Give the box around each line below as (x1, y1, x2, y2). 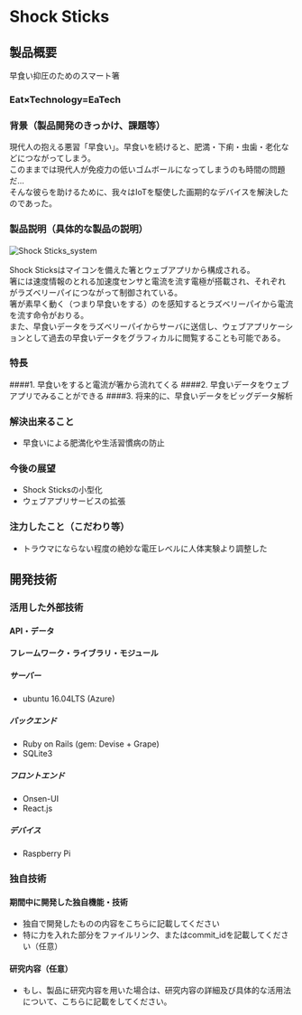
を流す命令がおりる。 (9, 309, 88, 320)
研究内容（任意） (9, 963, 73, 973)
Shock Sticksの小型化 (22, 484, 104, 495)
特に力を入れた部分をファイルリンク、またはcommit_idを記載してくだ (22, 929, 281, 941)
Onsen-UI (22, 794, 59, 804)
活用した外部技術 (9, 601, 84, 614)
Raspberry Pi (22, 848, 71, 860)
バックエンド (9, 715, 57, 726)
